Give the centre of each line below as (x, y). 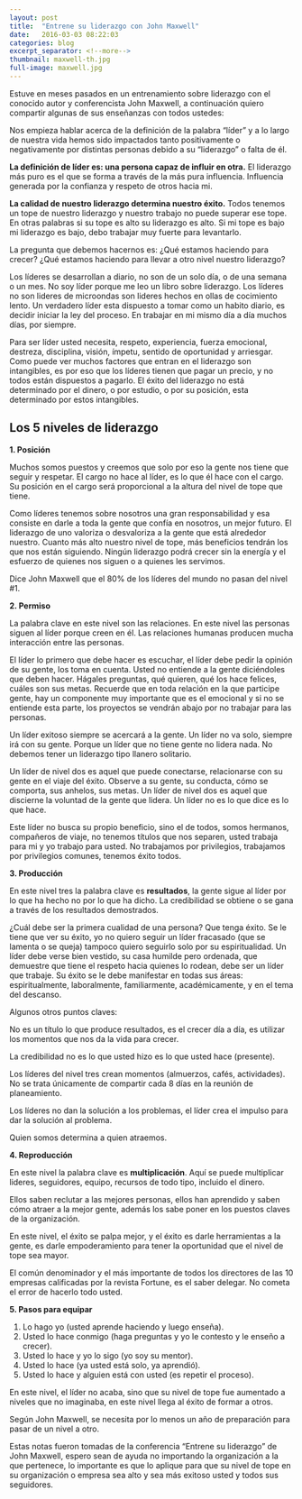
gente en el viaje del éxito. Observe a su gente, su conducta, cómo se (139, 781)
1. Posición (30, 449)
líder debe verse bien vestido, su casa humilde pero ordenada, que (133, 955)
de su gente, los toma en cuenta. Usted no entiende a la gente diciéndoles (147, 669)
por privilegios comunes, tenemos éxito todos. (96, 855)
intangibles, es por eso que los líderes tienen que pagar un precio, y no (141, 370)
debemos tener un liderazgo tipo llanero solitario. (101, 754)
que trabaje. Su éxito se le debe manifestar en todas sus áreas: (126, 975)
